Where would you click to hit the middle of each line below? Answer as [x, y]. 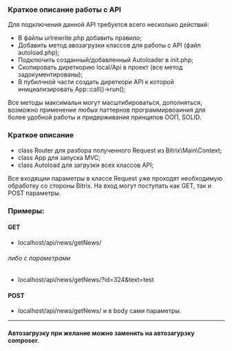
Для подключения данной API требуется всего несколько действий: [108, 25]
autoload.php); [39, 52]
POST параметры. [34, 193]
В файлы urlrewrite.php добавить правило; [80, 38]
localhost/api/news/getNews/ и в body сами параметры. [99, 311]
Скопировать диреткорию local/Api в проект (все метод [100, 68]
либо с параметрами [39, 258]
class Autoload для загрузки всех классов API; [86, 165]
